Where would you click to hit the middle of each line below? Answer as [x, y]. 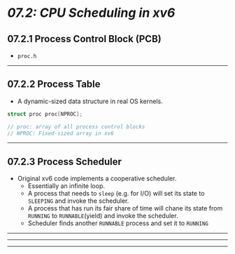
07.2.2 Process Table [54, 85]
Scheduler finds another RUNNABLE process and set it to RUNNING [118, 223]
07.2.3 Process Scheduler [65, 162]
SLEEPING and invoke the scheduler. [78, 201]
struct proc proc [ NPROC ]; [45, 114]
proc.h [27, 56]
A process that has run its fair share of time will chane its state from [125, 208]
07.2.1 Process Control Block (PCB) [85, 39]
